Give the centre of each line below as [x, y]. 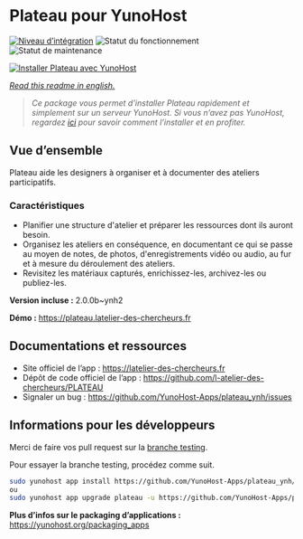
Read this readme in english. [62, 85]
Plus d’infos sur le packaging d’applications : [95, 515]
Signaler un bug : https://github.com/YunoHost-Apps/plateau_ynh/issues [157, 397]
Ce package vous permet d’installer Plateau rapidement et [140, 103]
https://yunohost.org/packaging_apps [79, 525]
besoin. [37, 235]
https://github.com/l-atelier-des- [203, 377]
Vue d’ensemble [56, 151]
